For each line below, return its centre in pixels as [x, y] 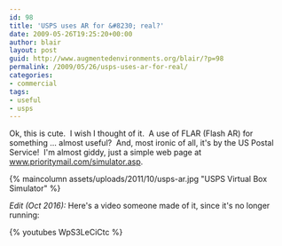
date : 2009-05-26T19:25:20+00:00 [71, 34]
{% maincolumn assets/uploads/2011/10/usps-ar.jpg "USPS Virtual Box [138, 179]
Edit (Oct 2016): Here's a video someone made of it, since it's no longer [140, 206]
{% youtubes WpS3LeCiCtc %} [66, 233]
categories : [31, 75]
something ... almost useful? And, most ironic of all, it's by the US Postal [141, 143]
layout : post [33, 51]
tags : [19, 91]
